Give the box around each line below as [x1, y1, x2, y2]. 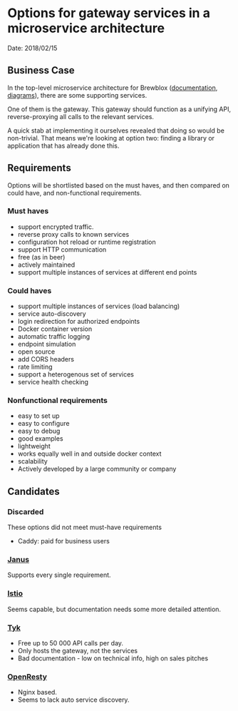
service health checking [17, 378, 89, 387]
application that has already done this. [7, 141, 120, 150]
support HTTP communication [17, 245, 107, 254]
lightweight [17, 442, 51, 451]
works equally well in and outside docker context [17, 449, 162, 458]
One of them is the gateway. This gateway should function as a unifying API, [7, 105, 232, 113]
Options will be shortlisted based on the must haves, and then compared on [7, 180, 230, 190]
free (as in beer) [17, 252, 66, 261]
